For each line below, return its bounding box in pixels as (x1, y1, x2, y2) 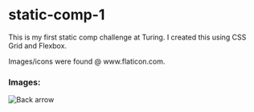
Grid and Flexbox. (8, 40, 67, 50)
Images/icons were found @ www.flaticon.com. (8, 56, 166, 66)
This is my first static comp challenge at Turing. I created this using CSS (8, 32, 247, 42)
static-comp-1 (8, 6, 105, 24)
